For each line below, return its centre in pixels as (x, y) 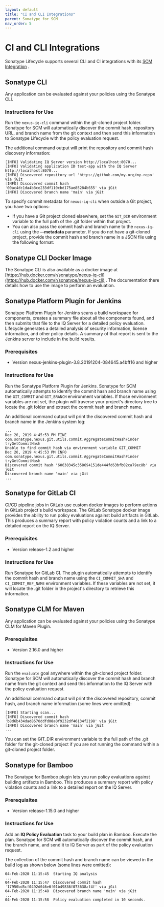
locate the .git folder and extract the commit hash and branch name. (74, 407)
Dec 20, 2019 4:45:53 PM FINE (36, 435)
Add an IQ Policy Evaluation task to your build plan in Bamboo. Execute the (81, 834)
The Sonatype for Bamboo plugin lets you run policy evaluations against (78, 777)
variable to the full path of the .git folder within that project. (71, 222)
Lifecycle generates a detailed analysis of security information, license (76, 328)
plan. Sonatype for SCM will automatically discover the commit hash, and (79, 840)
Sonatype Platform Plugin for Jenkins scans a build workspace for (72, 313)
